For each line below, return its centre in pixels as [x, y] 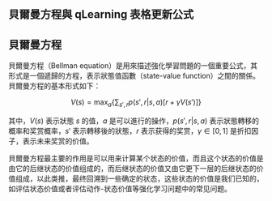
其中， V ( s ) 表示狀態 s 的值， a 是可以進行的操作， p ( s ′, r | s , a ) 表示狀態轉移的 [134, 121]
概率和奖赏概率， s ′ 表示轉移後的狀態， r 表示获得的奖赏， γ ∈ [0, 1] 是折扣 [130, 131]
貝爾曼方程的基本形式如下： [55, 86]
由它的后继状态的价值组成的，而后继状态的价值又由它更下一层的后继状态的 [132, 168]
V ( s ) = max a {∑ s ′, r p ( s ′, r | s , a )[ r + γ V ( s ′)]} [136, 103]
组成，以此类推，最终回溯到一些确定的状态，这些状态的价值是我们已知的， [139, 178]
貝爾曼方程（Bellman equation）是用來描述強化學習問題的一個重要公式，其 [133, 66]
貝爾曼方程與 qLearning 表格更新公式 [101, 15]
